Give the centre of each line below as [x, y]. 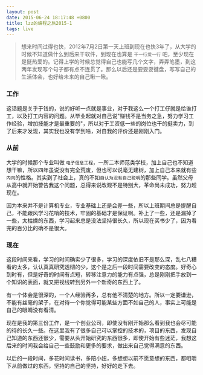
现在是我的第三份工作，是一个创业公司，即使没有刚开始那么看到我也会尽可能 [101, 323]
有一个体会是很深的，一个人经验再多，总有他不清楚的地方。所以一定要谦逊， [101, 295]
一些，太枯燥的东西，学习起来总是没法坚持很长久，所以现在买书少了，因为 [99, 220]
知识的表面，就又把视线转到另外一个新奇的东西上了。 [77, 282]
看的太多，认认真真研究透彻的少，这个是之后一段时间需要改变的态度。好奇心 [101, 267]
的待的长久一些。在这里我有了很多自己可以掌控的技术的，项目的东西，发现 [99, 330]
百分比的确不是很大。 [43, 228]
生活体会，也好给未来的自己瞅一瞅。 [66, 77]
